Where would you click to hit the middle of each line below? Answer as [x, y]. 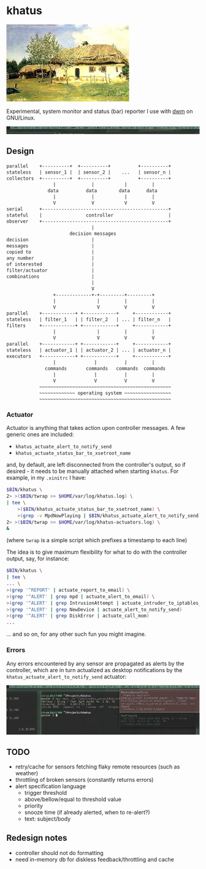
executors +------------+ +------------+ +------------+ [89, 356]
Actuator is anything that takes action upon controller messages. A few [96, 428]
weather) [27, 773]
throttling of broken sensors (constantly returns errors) [84, 779]
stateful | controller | [89, 215]
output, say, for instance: [38, 559]
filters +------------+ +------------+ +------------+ [89, 326]
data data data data [102, 191]
